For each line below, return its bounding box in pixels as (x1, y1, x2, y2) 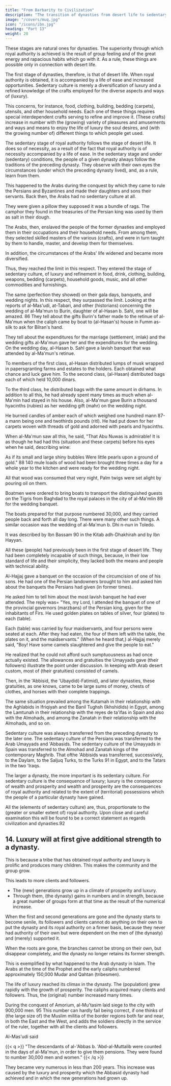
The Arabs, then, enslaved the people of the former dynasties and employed (5, 224, 165, 230)
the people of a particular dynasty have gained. (5, 794, 105, 800)
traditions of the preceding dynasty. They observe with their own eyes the (5, 162, 160, 167)
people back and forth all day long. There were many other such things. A (5, 516, 160, 522)
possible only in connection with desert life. (5, 62, 97, 67)
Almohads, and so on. (5, 720, 51, 726)
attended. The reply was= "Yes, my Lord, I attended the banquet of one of (5, 599, 160, 605)
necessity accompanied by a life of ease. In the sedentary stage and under (5, 151, 162, 157)
